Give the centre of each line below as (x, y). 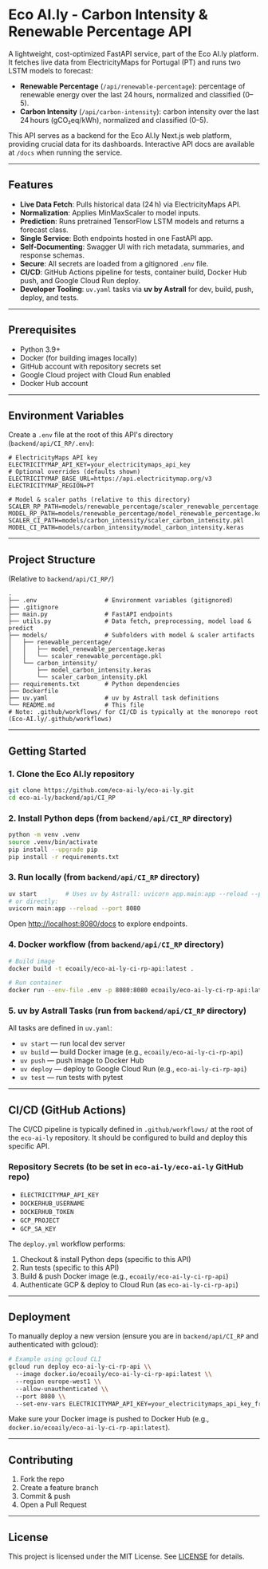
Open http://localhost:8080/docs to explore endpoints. (98, 924)
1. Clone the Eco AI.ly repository (71, 774)
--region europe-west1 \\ (59, 1382)
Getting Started (47, 751)
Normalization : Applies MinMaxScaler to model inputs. (110, 212)
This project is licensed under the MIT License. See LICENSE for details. (126, 1556)
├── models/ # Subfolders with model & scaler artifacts (132, 636)
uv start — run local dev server (73, 1043)
